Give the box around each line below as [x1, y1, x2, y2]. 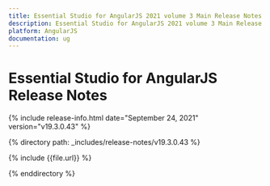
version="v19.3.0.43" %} [8, 122, 91, 132]
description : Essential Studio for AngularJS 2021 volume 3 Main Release [8, 19, 263, 27]
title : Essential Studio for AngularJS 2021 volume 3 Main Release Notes [8, 11, 263, 20]
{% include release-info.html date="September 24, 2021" [8, 113, 200, 123]
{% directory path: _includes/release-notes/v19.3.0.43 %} [8, 137, 200, 147]
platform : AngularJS [8, 27, 78, 35]
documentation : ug [8, 34, 70, 43]
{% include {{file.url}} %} [8, 153, 92, 163]
